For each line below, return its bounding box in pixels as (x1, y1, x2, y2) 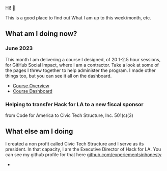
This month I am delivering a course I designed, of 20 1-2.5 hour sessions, (5, 56, 161, 62)
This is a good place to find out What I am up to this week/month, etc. (5, 15, 151, 20)
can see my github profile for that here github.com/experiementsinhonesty (5, 151, 162, 158)
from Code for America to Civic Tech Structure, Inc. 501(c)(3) (5, 112, 133, 118)
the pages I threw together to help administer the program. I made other (5, 67, 156, 74)
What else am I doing (5, 127, 73, 136)
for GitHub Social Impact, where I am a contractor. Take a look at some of (5, 62, 159, 68)
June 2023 (5, 45, 33, 52)
